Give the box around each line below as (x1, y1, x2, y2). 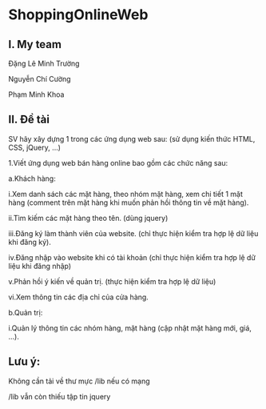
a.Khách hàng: (8, 174, 56, 183)
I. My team (8, 38, 62, 51)
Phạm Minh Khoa (8, 90, 65, 99)
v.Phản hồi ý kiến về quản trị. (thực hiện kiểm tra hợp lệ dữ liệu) (8, 276, 216, 286)
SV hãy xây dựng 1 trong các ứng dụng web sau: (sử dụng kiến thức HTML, (8, 134, 256, 143)
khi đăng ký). (8, 237, 52, 247)
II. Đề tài (8, 113, 50, 126)
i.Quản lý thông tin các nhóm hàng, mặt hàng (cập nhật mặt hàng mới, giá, (8, 323, 252, 333)
